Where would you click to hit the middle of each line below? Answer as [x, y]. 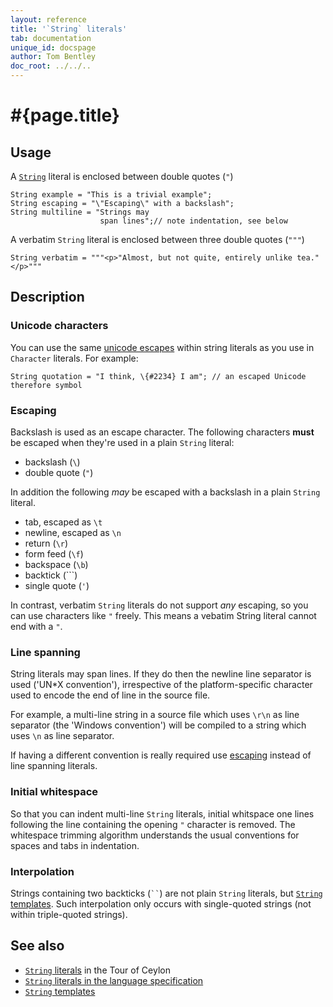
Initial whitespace [54, 792]
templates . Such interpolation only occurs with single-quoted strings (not [161, 903]
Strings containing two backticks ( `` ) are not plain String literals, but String [166, 893]
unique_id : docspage [53, 47]
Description [47, 297]
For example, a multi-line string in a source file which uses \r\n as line [155, 715]
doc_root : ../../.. [51, 66]
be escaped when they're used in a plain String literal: [122, 442]
